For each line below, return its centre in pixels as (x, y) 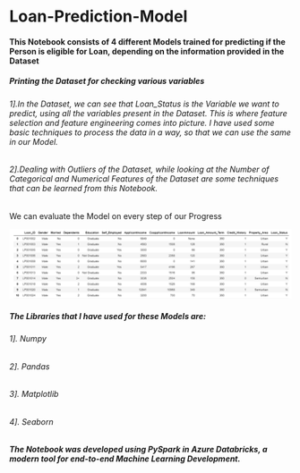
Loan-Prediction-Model (99, 17)
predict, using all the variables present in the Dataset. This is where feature (149, 113)
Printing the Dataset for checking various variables (107, 81)
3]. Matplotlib (34, 394)
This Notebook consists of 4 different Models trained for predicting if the (148, 41)
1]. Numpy (28, 338)
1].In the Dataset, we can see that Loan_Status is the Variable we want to (144, 104)
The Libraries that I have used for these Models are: (108, 316)
